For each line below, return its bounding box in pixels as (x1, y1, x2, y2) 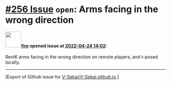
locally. (5, 59, 20, 65)
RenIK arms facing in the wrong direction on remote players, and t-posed (5, 54, 158, 60)
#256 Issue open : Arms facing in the (5, 4, 159, 15)
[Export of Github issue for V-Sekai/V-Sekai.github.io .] (5, 74, 119, 80)
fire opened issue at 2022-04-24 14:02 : (21, 42, 107, 49)
